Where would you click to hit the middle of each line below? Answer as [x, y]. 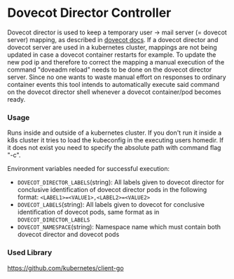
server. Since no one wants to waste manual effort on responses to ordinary [117, 77]
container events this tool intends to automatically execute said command [113, 84]
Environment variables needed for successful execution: [89, 169]
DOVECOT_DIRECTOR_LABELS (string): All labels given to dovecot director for [121, 182]
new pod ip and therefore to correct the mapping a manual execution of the [116, 62]
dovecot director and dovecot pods [68, 234]
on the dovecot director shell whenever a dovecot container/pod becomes [115, 92]
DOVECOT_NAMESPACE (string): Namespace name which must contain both [119, 227]
